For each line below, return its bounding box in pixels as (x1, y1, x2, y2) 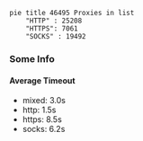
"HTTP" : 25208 (25, 16, 83, 25)
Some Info (9, 52, 56, 65)
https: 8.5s (22, 114, 63, 125)
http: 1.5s (22, 104, 57, 116)
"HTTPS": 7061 (25, 24, 78, 33)
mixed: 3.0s (22, 95, 66, 106)
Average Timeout (9, 75, 76, 85)
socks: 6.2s (22, 124, 66, 135)
